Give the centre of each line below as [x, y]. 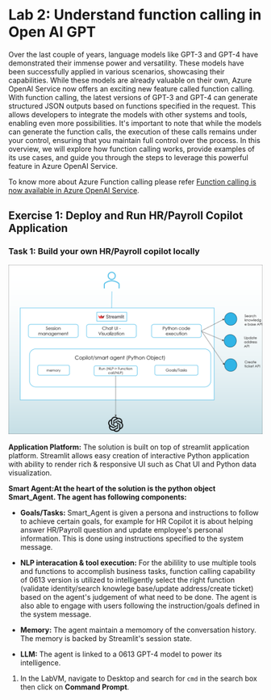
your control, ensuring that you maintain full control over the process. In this [134, 140]
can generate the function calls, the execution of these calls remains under [133, 132]
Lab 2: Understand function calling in [135, 15]
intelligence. [40, 663]
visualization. [30, 473]
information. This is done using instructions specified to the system [131, 538]
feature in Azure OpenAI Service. [63, 166]
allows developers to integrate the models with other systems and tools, [128, 114]
